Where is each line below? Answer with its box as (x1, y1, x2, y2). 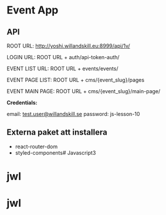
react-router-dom (15, 143, 58, 150)
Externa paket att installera (6, 127, 107, 138)
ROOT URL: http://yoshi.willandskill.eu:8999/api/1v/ (6, 42, 131, 49)
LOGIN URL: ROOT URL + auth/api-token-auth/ (6, 54, 120, 60)
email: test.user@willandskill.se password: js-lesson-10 (6, 111, 140, 117)
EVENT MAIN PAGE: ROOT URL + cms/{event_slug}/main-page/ (6, 88, 161, 94)
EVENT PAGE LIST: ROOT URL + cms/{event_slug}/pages (6, 77, 145, 83)
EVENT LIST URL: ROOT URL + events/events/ (6, 65, 118, 72)
